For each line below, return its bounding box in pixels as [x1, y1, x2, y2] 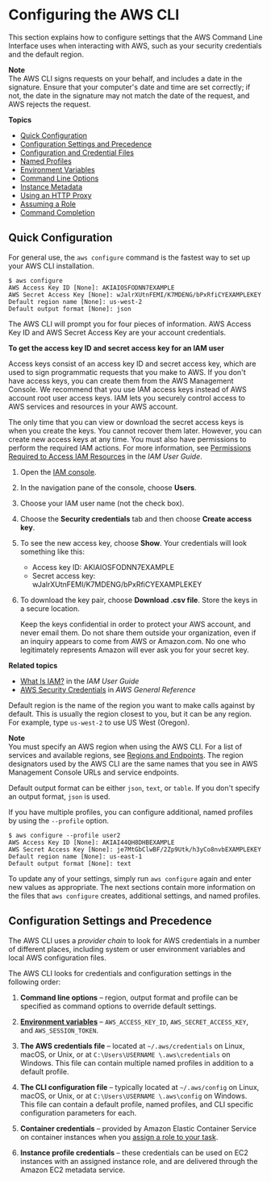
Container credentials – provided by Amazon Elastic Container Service [19, 1123, 256, 1133]
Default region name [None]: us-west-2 [8, 297, 143, 306]
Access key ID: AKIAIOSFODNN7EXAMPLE [31, 562, 175, 572]
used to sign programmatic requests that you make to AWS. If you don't [8, 367, 246, 376]
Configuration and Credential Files [19, 148, 135, 157]
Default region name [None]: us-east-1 [8, 852, 143, 860]
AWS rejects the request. [8, 99, 91, 109]
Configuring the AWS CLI [8, 6, 180, 24]
